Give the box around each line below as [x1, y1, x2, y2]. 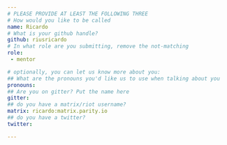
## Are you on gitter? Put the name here [7, 88, 130, 95]
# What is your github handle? [7, 29, 98, 37]
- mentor [10, 56, 36, 63]
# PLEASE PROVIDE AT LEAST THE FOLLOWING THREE [7, 10, 149, 18]
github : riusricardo [7, 36, 68, 43]
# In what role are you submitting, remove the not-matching [7, 43, 189, 50]
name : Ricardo [7, 23, 49, 30]
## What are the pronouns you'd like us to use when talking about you [7, 75, 220, 82]
